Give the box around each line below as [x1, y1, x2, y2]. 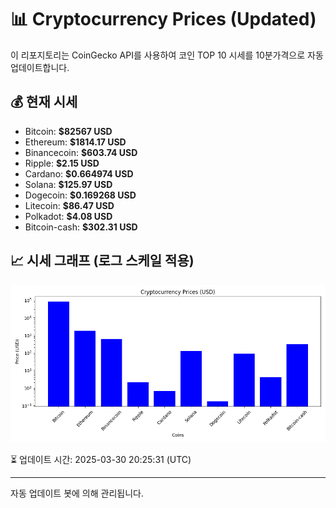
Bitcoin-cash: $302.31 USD [24, 221, 138, 233]
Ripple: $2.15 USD [24, 157, 100, 169]
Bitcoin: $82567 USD [24, 125, 113, 137]
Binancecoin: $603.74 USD [24, 146, 138, 158]
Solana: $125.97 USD [24, 178, 113, 190]
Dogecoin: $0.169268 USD [24, 189, 137, 201]
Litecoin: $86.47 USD [24, 199, 115, 211]
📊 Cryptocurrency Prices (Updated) [10, 8, 317, 31]
